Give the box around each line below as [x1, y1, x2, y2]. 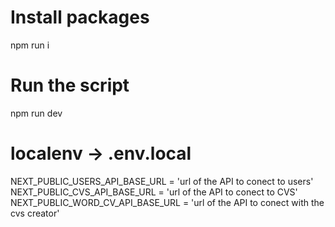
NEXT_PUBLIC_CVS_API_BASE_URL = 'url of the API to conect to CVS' [10, 186, 298, 198]
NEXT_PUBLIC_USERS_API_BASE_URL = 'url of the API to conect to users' [10, 175, 314, 187]
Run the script [10, 74, 130, 97]
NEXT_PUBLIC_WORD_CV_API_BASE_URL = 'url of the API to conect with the [10, 196, 325, 208]
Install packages [10, 6, 150, 29]
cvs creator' [10, 207, 60, 219]
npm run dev [10, 107, 63, 119]
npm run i [10, 39, 50, 51]
